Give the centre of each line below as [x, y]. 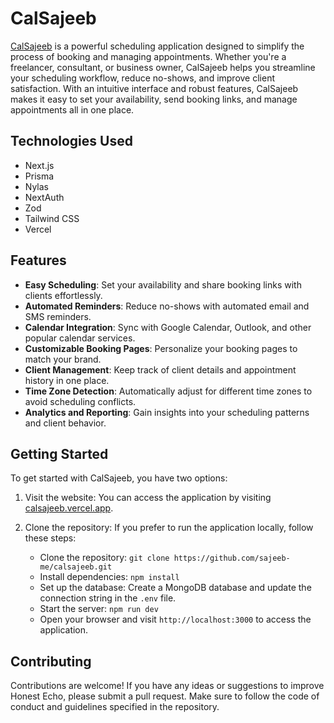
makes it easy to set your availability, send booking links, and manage [154, 99]
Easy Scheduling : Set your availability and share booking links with [163, 284]
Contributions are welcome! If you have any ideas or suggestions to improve [167, 686]
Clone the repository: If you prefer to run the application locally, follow [169, 528]
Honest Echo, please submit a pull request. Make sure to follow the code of [165, 696]
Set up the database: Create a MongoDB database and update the [175, 588]
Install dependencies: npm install [109, 577]
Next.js [39, 165]
